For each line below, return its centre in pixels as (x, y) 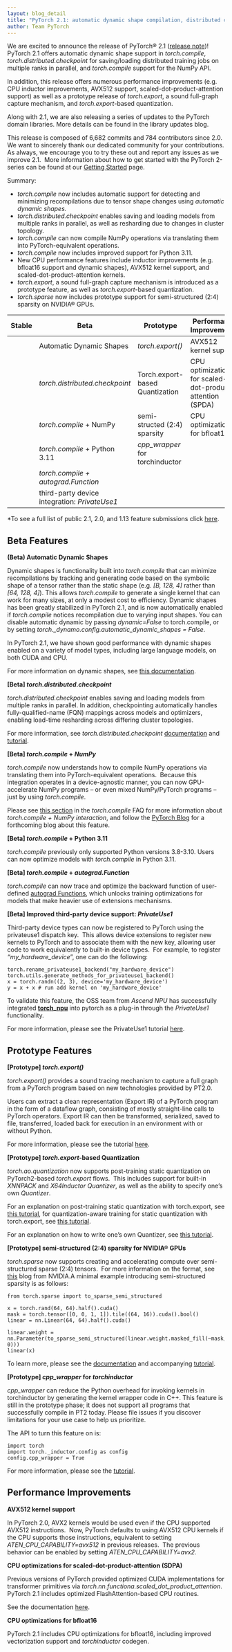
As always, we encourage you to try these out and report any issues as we (113, 152)
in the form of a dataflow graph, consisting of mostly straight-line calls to (111, 1109)
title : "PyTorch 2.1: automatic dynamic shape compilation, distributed (114, 20)
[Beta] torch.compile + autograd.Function (68, 873)
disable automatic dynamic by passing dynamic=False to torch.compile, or (113, 622)
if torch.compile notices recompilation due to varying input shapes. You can (115, 615)
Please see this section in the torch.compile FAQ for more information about (115, 810)
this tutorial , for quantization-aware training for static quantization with (108, 1214)
